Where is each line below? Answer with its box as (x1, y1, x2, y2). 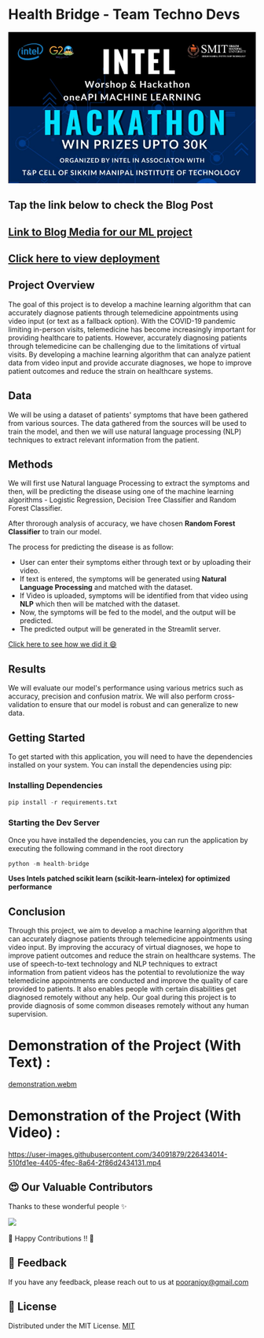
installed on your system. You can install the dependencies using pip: (8, 761, 233, 770)
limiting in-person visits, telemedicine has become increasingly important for (8, 324, 257, 334)
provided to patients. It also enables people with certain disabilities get (8, 984, 237, 994)
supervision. (8, 1010, 49, 1019)
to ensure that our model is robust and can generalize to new (41, 700, 239, 709)
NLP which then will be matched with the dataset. (19, 599, 181, 609)
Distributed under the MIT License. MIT (8, 1321, 135, 1330)
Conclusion (8, 905, 66, 918)
